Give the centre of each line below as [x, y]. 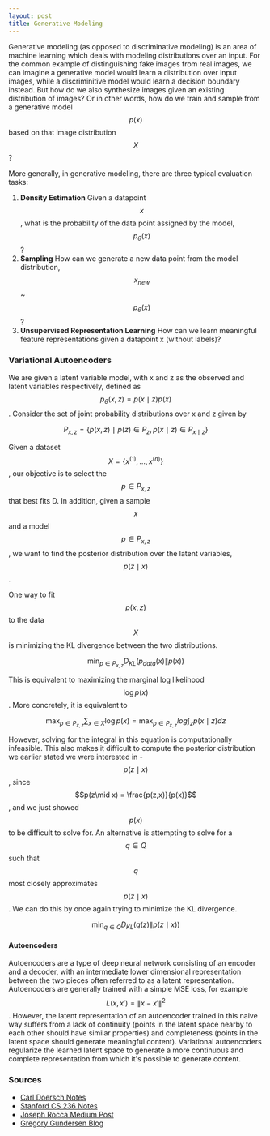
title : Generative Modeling [56, 24]
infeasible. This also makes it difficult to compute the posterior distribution [132, 748]
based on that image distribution [62, 132]
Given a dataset [34, 447]
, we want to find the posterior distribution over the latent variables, [120, 554]
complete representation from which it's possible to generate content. [124, 1058]
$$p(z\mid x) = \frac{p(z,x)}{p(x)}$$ [136, 795]
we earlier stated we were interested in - [76, 757]
